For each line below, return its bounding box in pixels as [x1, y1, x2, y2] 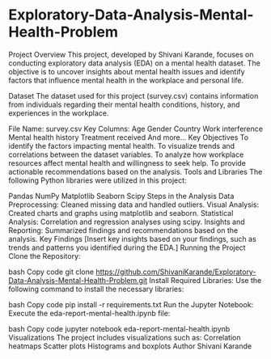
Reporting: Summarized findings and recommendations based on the [8, 225, 239, 235]
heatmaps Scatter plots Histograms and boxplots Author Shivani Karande [8, 341, 252, 351]
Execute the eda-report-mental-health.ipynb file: [8, 308, 171, 318]
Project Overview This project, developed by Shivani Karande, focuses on [8, 49, 254, 59]
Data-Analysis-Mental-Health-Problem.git [8, 275, 148, 285]
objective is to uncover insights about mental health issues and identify [8, 66, 245, 76]
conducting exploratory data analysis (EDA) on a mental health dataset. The [8, 58, 260, 68]
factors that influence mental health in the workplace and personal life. [8, 75, 244, 85]
